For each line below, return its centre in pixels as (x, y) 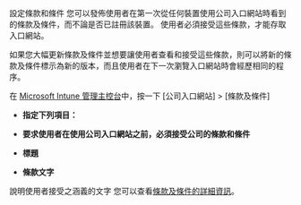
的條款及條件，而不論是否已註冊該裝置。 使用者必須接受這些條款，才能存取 (148, 24)
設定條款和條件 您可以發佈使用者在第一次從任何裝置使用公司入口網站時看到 (148, 13)
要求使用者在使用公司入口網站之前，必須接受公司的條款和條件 (136, 134)
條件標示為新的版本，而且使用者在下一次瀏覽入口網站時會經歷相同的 (150, 66)
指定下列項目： (50, 115)
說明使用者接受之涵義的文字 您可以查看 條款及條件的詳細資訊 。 (124, 191)
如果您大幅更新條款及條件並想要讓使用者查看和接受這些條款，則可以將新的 (146, 55)
